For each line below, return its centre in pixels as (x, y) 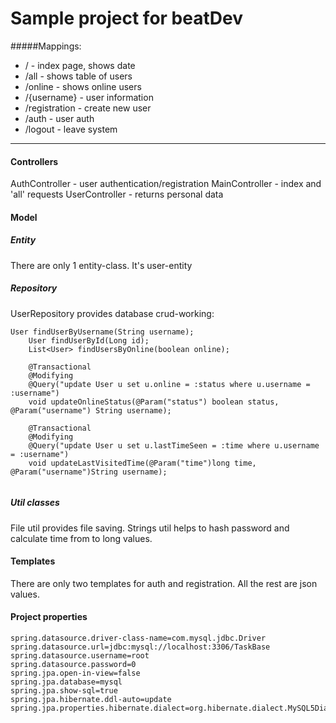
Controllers (34, 161)
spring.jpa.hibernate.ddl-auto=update (91, 700)
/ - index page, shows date (80, 65)
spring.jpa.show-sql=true (64, 691)
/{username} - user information (89, 97)
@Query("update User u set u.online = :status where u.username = (169, 384)
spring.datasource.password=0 (73, 665)
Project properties (49, 617)
